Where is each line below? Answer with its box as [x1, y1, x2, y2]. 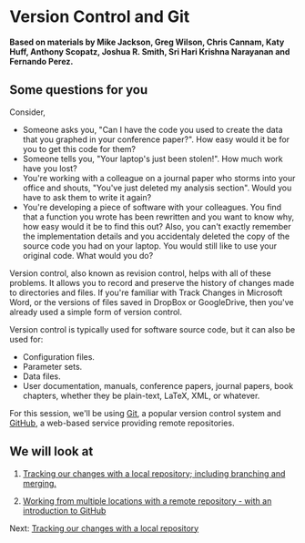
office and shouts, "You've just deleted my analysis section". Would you [22, 182, 292, 193]
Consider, [9, 107, 46, 118]
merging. [22, 477, 57, 488]
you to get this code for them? [22, 143, 137, 154]
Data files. [22, 371, 61, 382]
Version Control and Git [9, 6, 190, 27]
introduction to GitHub [22, 505, 107, 516]
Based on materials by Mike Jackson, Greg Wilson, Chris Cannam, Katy [9, 36, 285, 47]
